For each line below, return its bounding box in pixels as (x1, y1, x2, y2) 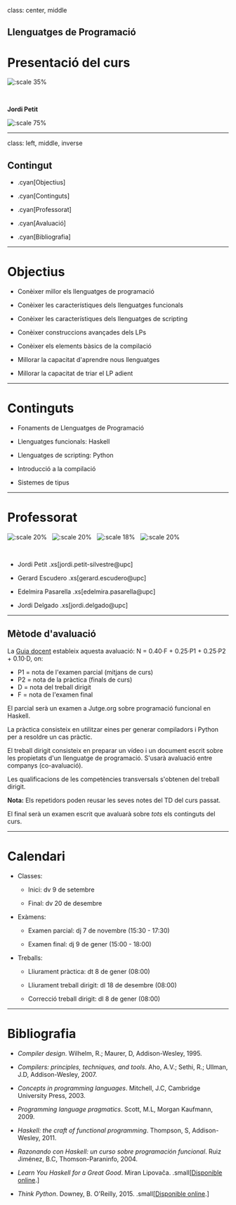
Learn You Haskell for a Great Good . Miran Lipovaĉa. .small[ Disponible (17, 1168, 223, 1177)
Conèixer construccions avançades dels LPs (17, 328, 146, 337)
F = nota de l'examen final (17, 690, 93, 699)
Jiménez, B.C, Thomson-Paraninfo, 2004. (17, 1154, 138, 1163)
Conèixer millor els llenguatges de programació (17, 287, 155, 296)
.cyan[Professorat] (17, 206, 72, 214)
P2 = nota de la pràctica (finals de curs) (17, 675, 133, 684)
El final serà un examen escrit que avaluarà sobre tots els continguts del (7, 809, 216, 818)
